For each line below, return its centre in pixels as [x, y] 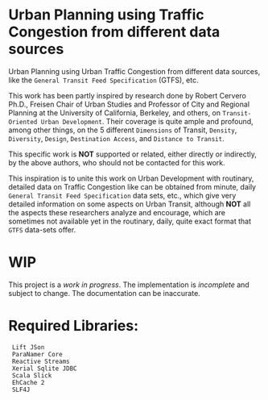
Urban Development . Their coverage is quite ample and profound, [147, 121]
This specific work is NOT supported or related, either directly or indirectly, [133, 154]
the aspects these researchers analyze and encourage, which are [117, 212]
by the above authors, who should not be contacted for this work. [117, 162]
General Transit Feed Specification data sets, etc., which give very [122, 195]
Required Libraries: [74, 326]
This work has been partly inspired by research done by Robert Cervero [128, 95]
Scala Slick [32, 375]
